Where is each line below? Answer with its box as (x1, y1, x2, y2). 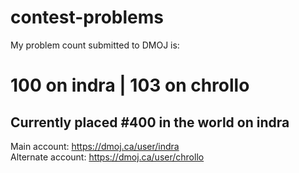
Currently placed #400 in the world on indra (10, 114, 290, 131)
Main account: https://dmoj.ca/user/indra (10, 140, 180, 152)
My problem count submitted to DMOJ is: (10, 39, 180, 51)
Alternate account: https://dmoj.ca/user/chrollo (10, 151, 205, 163)
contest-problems (10, 6, 164, 29)
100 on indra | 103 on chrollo (10, 74, 250, 97)
